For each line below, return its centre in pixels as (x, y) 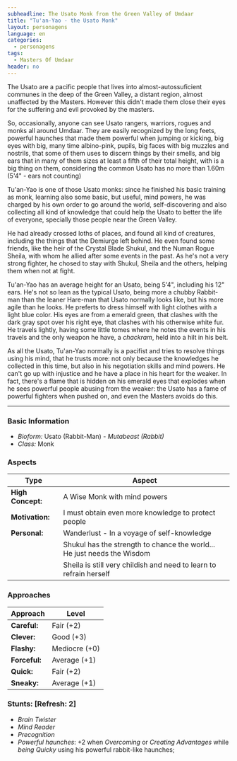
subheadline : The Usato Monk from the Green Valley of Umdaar (101, 14)
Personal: (27, 533)
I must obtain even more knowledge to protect (139, 513)
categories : (25, 40)
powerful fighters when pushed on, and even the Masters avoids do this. (113, 396)
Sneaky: (25, 682)
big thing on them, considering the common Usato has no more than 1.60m (116, 168)
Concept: (26, 501)
